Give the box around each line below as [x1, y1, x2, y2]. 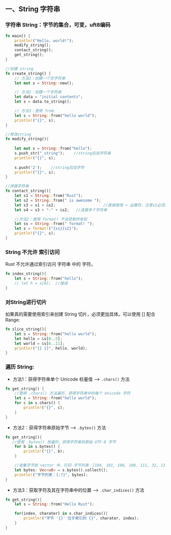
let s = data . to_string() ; [14, 99, 72, 105]
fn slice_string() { [5, 327, 47, 332]
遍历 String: [5, 364, 35, 371]
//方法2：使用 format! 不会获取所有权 [14, 216, 88, 222]
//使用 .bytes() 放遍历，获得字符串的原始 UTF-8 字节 [12, 439, 116, 445]
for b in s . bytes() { [14, 444, 60, 449]
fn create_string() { [5, 71, 51, 76]
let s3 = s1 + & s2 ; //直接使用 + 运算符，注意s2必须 [14, 202, 165, 208]
